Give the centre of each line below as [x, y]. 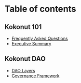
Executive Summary [31, 44]
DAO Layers [23, 70]
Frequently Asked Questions [40, 38]
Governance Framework [35, 76]
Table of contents [40, 9]
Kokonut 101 [23, 27]
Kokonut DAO [25, 59]
